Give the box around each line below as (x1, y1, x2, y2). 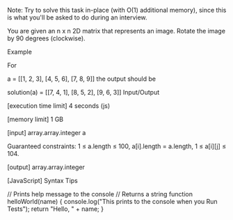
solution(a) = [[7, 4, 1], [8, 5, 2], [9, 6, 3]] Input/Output (7, 88, 160, 96)
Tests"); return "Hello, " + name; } (7, 205, 104, 213)
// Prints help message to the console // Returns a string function (7, 190, 193, 198)
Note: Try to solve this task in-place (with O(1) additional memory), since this (7, 6, 227, 14)
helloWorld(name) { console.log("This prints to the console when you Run (7, 198, 218, 205)
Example (7, 48, 33, 56)
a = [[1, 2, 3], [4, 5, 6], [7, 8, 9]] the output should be (7, 74, 156, 83)
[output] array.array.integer (7, 163, 86, 171)
